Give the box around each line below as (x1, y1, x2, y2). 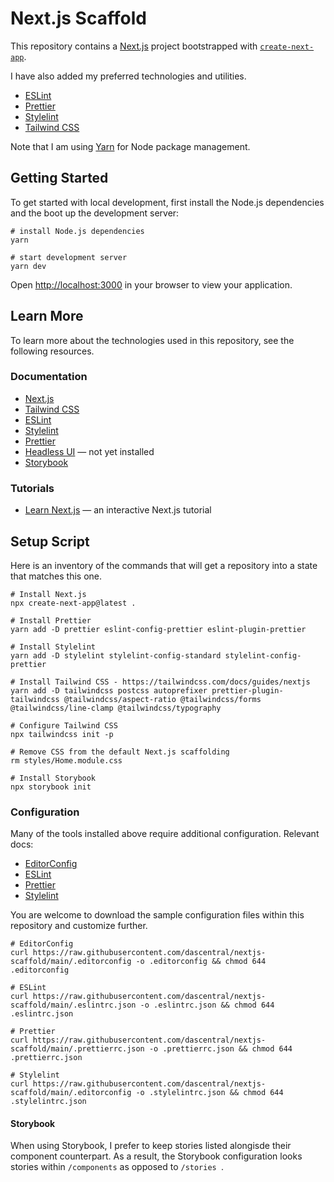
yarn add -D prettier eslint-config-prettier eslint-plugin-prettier (10, 624, 307, 634)
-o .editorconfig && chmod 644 (135, 957, 267, 967)
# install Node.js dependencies (10, 226, 145, 236)
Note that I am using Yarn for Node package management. (10, 140, 251, 152)
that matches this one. (10, 570, 103, 582)
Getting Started (10, 170, 109, 187)
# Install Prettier (10, 615, 92, 626)
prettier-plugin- (211, 685, 284, 696)
